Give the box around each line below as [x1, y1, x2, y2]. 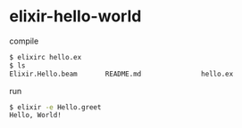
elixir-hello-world [9, 6, 142, 27]
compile [9, 36, 39, 46]
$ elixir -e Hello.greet [9, 102, 102, 112]
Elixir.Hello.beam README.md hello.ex [9, 69, 234, 78]
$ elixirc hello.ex [9, 52, 82, 61]
